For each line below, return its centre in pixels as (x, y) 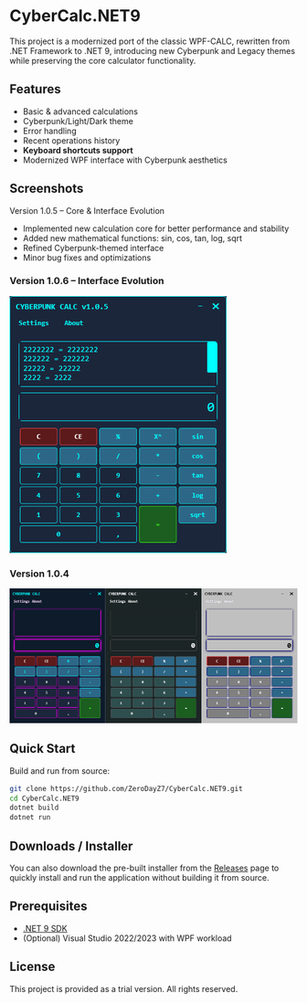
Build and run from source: (60, 771)
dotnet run (30, 818)
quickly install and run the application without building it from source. (139, 878)
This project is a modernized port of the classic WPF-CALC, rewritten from (150, 41)
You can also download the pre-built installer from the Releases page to (144, 868)
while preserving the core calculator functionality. (103, 60)
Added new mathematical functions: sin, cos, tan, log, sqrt (132, 238)
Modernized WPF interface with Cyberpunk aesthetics (125, 160)
